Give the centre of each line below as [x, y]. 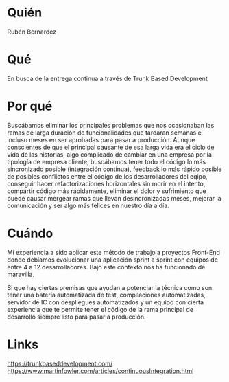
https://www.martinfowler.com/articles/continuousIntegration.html [100, 371]
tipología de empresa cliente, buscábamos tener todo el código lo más [107, 161]
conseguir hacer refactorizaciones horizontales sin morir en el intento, [106, 183]
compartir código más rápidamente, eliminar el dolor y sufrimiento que [107, 191]
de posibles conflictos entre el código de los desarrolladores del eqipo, [107, 176]
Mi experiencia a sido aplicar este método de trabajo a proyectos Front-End [114, 252]
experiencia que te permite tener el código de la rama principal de [100, 309]
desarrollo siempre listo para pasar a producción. [76, 317]
